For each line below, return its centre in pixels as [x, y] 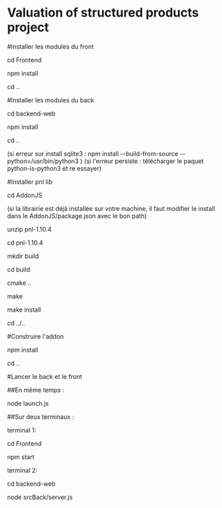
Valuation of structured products [103, 13]
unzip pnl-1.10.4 [29, 229]
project [28, 27]
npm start [21, 457]
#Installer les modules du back [51, 100]
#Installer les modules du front [51, 46]
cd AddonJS [25, 195]
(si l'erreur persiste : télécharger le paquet [144, 161]
